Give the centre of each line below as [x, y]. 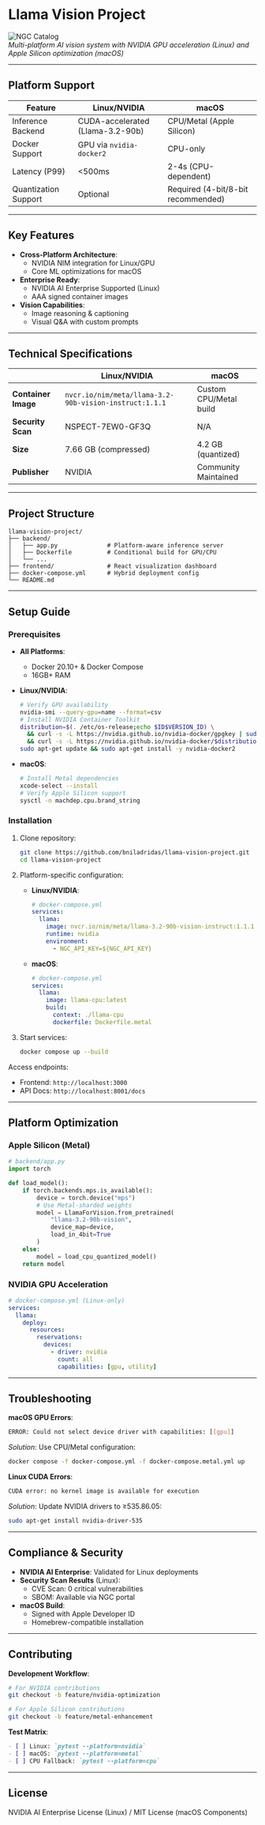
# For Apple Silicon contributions [67, 1710]
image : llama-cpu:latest [87, 1001]
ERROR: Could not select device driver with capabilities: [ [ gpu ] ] [121, 1432]
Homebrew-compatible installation [88, 1622]
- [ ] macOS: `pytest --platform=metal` [76, 1754]
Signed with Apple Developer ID [83, 1613]
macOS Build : [42, 1605]
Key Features [41, 236]
